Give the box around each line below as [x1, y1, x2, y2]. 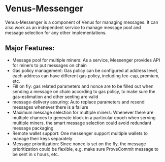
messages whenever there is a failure [12, 104, 89, 110]
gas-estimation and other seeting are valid [12, 94, 99, 99]
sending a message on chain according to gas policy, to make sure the [12, 88, 156, 94]
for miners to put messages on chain [12, 62, 87, 68]
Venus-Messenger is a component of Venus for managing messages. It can [5, 19, 159, 25]
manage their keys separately [12, 135, 72, 141]
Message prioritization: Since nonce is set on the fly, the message [12, 141, 146, 147]
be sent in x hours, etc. [12, 151, 59, 157]
